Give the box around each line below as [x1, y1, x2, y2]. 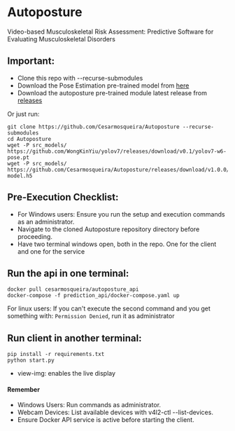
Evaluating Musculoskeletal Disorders [7, 34, 115, 43]
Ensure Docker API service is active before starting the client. [17, 416, 194, 424]
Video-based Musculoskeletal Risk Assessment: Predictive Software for [7, 27, 214, 36]
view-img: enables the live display [17, 369, 116, 378]
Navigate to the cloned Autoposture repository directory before [17, 225, 200, 233]
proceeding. [17, 232, 52, 240]
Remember [7, 385, 41, 393]
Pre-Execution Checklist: [7, 191, 119, 203]
